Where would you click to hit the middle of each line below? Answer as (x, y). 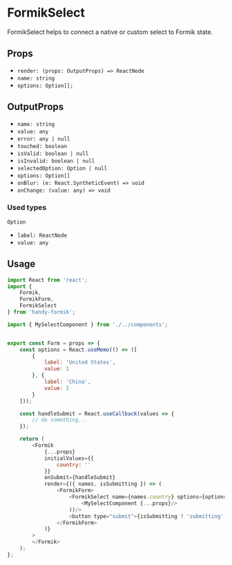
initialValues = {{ (69, 458)
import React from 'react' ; (48, 280)
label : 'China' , (67, 382)
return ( (32, 439)
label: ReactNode (42, 235)
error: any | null (43, 139)
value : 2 (57, 388)
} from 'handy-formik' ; (41, 312)
